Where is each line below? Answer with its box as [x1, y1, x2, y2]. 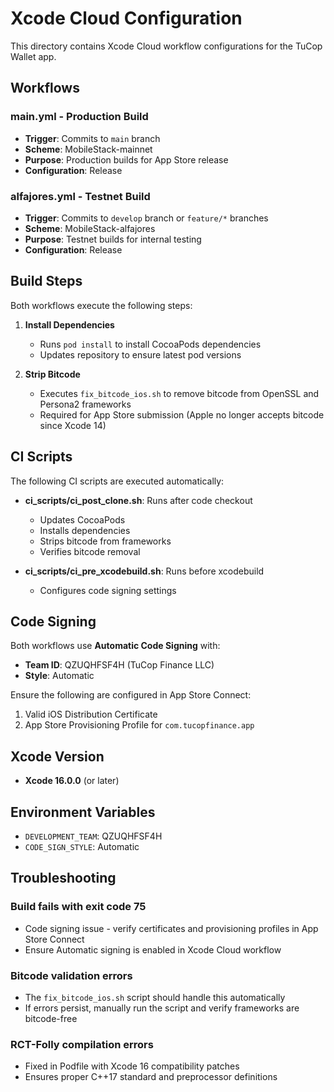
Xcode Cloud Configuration [10, 7, 243, 30]
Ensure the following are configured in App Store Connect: [10, 689, 252, 701]
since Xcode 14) [39, 419, 107, 431]
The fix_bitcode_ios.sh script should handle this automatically [24, 991, 286, 1003]
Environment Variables [10, 803, 156, 821]
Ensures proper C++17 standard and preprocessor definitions [24, 1071, 278, 1083]
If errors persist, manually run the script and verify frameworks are [24, 1002, 300, 1014]
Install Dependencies [24, 318, 115, 331]
